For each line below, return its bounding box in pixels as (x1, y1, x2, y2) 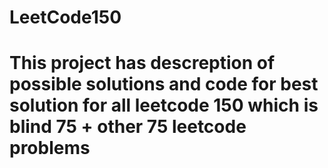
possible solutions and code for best (9, 73, 319, 96)
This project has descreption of (9, 52, 276, 75)
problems (9, 137, 91, 160)
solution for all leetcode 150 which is (9, 94, 319, 117)
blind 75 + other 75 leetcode (9, 116, 247, 138)
